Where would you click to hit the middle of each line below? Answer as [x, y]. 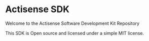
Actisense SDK [38, 9]
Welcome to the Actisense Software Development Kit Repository [72, 23]
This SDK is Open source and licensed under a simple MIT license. [75, 33]
